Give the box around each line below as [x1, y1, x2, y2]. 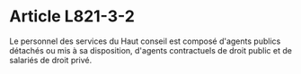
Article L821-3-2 [9, 6, 135, 27]
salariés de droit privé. [9, 54, 93, 65]
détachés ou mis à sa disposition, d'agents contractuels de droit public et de [9, 45, 292, 55]
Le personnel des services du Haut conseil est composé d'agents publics [9, 36, 281, 46]
